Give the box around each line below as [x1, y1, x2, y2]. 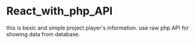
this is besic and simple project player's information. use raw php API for [6, 24, 189, 31]
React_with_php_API [6, 4, 113, 18]
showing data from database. [6, 30, 81, 37]
